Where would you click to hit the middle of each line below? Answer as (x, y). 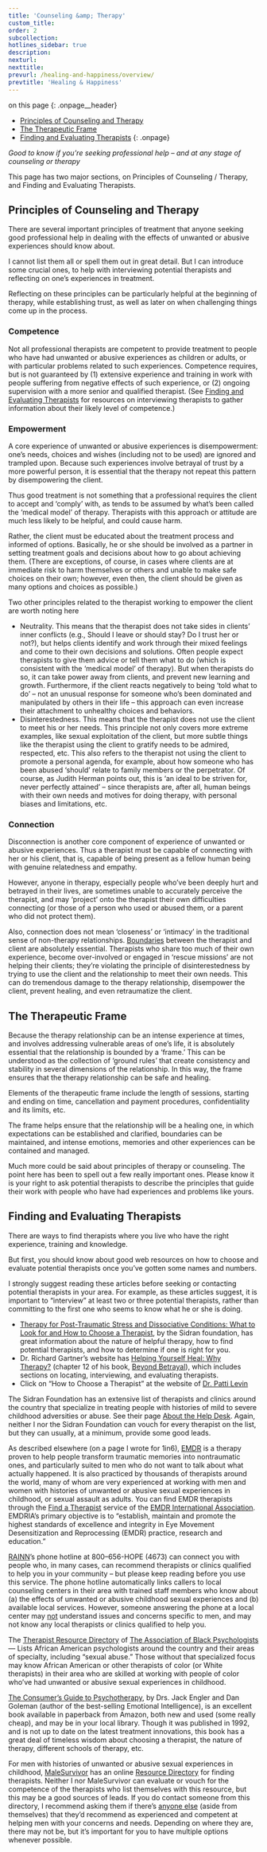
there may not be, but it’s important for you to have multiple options (118, 1831)
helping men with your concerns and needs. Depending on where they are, (131, 1823)
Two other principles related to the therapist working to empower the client (131, 602)
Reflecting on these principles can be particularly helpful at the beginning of (133, 294)
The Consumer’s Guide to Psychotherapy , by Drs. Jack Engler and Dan (124, 1698)
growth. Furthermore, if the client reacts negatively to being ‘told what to (138, 685)
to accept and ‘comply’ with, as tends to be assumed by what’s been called (131, 503)
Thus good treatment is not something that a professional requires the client (133, 495)
